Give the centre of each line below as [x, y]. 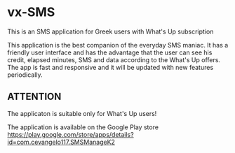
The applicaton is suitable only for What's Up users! [82, 113]
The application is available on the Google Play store [83, 127]
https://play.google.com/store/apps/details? [71, 134]
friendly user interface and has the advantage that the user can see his [110, 52]
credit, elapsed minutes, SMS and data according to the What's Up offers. [114, 59]
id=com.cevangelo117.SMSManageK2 [61, 142]
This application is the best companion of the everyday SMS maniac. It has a [118, 45]
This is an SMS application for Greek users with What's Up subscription [110, 31]
